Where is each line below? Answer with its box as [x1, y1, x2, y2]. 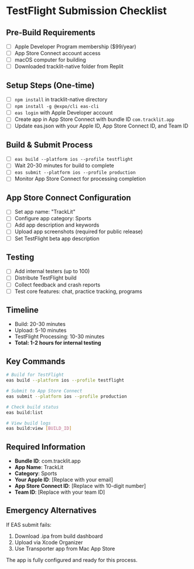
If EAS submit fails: [6, 521, 52, 528]
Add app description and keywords [14, 221, 100, 228]
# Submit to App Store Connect [6, 388, 83, 394]
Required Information [6, 442, 86, 452]
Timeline [6, 305, 39, 315]
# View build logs [6, 420, 51, 426]
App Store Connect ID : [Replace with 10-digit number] [14, 483, 147, 490]
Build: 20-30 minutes [14, 321, 66, 328]
